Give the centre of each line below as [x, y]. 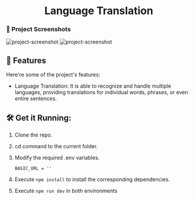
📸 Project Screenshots [39, 29]
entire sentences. [36, 99]
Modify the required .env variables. [57, 158]
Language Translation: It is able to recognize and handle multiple [93, 86]
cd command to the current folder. [56, 146]
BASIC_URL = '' [33, 169]
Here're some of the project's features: [53, 75]
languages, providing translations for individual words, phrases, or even [101, 92]
